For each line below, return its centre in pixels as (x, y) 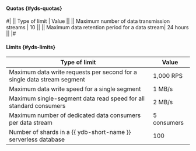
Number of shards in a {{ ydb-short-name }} (70, 132)
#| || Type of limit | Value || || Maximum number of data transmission (88, 21)
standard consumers (37, 106)
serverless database (37, 139)
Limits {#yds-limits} (31, 47)
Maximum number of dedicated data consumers (75, 115)
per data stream (31, 123)
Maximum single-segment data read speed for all (77, 98)
